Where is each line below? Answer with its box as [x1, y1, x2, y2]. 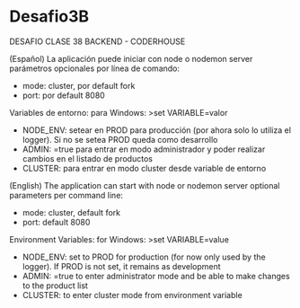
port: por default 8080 [22, 90, 105, 101]
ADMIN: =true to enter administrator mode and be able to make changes [22, 270, 290, 281]
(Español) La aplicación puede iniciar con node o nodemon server [9, 53, 253, 64]
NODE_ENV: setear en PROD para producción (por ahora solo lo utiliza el [22, 124, 292, 136]
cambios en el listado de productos [22, 153, 153, 163]
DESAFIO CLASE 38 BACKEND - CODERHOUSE [9, 36, 186, 47]
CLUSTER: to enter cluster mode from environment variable [22, 289, 243, 300]
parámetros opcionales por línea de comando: [9, 63, 181, 74]
